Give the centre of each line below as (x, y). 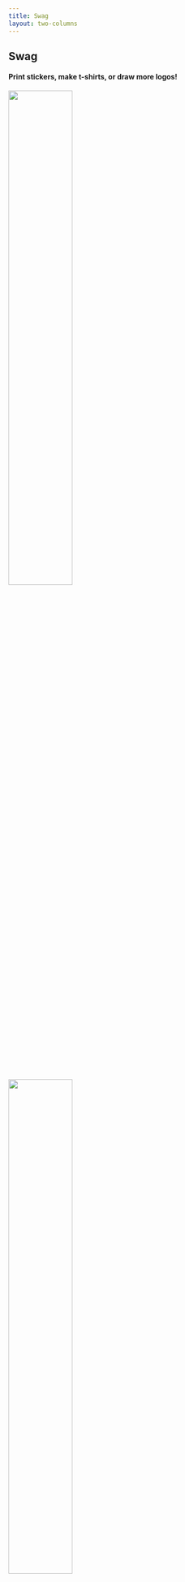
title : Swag (28, 16)
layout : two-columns (43, 24)
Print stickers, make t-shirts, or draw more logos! (93, 77)
